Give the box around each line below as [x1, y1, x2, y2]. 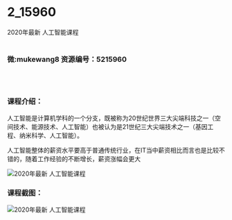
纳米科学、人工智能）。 [19, 131, 83, 139]
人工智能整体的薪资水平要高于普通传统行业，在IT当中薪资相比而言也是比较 [7, 146, 220, 154]
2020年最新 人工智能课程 [7, 28, 79, 36]
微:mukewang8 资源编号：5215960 [7, 54, 127, 64]
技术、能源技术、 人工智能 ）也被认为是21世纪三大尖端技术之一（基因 [12, 122, 208, 130]
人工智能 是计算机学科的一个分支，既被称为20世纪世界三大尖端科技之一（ [7, 114, 215, 122]
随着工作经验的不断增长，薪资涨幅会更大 [25, 154, 141, 163]
